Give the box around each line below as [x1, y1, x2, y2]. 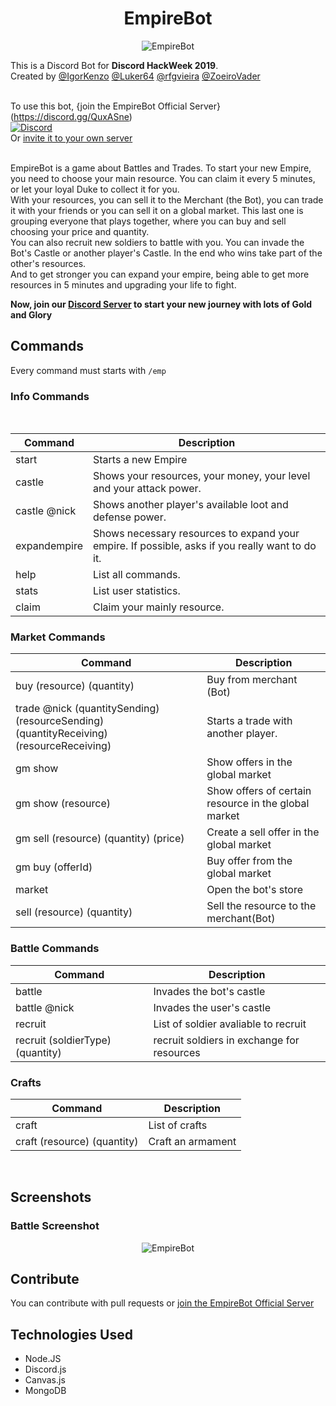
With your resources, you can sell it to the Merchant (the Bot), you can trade [10, 193, 324, 206]
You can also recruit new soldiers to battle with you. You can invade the [10, 236, 305, 248]
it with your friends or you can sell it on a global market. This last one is [10, 204, 304, 216]
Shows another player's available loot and [93, 498, 289, 512]
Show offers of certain [206, 784, 312, 798]
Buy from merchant [206, 673, 298, 687]
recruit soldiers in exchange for [153, 1033, 300, 1047]
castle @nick [15, 504, 77, 518]
